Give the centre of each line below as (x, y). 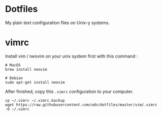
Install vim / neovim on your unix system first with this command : (71, 56)
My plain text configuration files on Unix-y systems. (57, 23)
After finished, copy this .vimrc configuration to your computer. (69, 91)
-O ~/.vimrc (17, 109)
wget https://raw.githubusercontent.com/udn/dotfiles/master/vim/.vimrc (81, 105)
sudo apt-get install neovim (35, 82)
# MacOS (13, 65)
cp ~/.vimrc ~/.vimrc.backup (35, 100)
